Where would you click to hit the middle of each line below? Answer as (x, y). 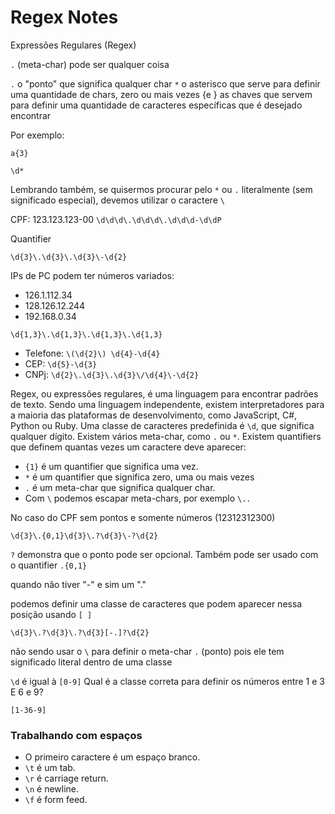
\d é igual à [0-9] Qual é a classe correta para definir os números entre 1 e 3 (167, 681)
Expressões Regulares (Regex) (73, 45)
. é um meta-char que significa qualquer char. (120, 487)
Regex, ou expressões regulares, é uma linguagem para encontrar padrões (164, 393)
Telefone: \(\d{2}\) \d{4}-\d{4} (92, 353)
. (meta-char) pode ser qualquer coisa (90, 64)
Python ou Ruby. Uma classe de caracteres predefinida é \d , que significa (162, 425)
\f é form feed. (56, 800)
